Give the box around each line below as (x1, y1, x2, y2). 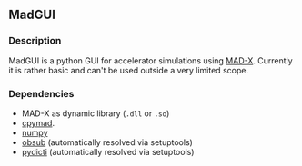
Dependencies (8, 87, 75, 100)
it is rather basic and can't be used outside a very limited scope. (8, 64, 249, 75)
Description (8, 34, 62, 47)
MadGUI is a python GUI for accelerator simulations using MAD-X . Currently (8, 54, 293, 66)
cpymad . (21, 117, 55, 128)
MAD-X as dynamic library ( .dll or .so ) (21, 108, 170, 119)
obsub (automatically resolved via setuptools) (21, 136, 193, 148)
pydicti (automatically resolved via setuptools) (21, 146, 195, 157)
